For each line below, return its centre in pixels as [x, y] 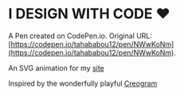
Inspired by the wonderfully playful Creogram [83, 83]
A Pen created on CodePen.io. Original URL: [80, 36]
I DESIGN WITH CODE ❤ [89, 14]
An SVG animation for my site [57, 67]
